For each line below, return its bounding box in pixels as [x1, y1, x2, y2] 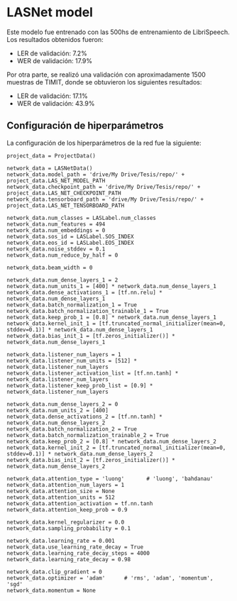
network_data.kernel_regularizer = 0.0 [6, 519, 125, 526]
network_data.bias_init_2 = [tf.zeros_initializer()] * [6, 456, 175, 463]
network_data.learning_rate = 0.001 [6, 537, 115, 544]
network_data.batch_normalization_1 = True [6, 301, 138, 309]
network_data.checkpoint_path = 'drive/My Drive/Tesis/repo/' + [6, 183, 201, 190]
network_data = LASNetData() [6, 165, 93, 172]
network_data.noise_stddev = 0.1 [6, 246, 106, 253]
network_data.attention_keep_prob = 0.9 [6, 506, 128, 513]
